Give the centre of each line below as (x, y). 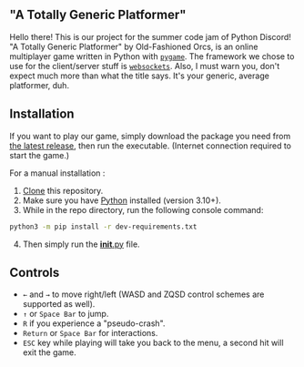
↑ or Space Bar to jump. (66, 314)
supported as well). (59, 304)
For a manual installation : (57, 173)
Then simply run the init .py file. (81, 244)
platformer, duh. (40, 85)
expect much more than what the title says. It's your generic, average (140, 76)
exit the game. (50, 352)
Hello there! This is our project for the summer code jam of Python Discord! (150, 36)
